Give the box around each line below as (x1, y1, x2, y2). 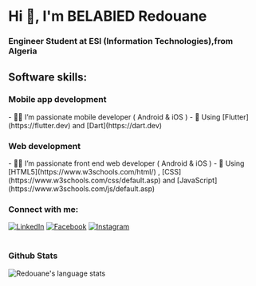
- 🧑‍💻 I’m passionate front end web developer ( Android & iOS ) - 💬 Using (8, 159, 245, 168)
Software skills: (8, 70, 88, 84)
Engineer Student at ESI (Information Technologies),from (8, 36, 234, 47)
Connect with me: (8, 204, 79, 215)
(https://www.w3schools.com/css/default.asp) (8, 175, 161, 186)
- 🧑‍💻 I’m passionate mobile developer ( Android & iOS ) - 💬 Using (8, 112, 221, 122)
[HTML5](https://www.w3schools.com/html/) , (8, 167, 161, 177)
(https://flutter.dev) (8, 120, 71, 130)
